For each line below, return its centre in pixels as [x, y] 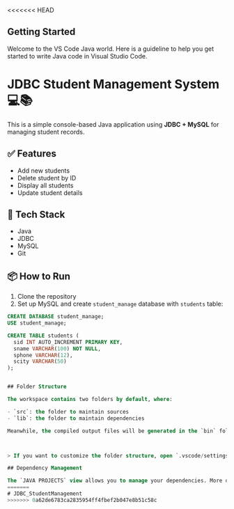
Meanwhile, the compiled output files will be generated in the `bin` [112, 431]
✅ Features [32, 154]
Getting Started [41, 32]
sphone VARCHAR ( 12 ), [43, 355]
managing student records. [46, 132]
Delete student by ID [47, 178]
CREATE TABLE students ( [43, 336]
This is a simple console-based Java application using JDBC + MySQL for [113, 124]
